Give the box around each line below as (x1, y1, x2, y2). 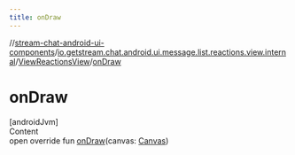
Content (9, 126, 39, 136)
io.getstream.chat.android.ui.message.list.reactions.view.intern (57, 46, 286, 58)
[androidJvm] (9, 116, 59, 127)
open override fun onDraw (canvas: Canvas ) (9, 135, 169, 146)
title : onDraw (9, 12, 62, 22)
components (9, 46, 56, 58)
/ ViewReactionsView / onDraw (15, 56, 121, 66)
